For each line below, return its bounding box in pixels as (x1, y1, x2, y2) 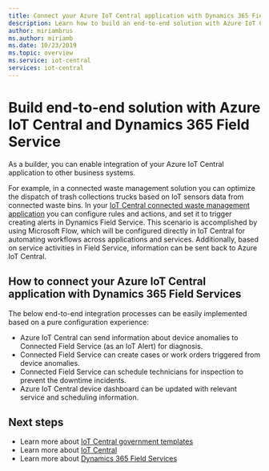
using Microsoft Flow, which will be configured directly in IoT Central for (8, 225, 246, 235)
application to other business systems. (8, 168, 136, 177)
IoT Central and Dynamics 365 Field (8, 116, 250, 133)
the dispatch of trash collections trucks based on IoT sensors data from (8, 192, 244, 201)
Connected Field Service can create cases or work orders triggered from (19, 350, 261, 359)
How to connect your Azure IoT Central (8, 274, 207, 289)
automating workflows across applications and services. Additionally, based (8, 234, 259, 244)
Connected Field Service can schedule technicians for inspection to (19, 367, 244, 376)
